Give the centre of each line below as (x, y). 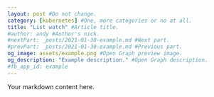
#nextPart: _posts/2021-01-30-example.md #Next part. (89, 40)
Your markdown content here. (51, 86)
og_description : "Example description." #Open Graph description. (108, 60)
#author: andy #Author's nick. (54, 34)
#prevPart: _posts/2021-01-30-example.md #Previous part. (95, 47)
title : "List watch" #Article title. (63, 27)
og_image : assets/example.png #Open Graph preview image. (95, 54)
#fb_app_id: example (38, 67)
